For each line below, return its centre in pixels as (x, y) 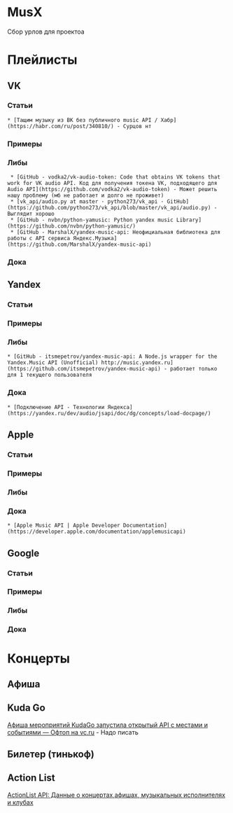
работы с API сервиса (39, 239)
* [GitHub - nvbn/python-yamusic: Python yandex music (92, 220)
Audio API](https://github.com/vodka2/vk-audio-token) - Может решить (112, 190)
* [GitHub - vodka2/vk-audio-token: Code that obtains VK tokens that (115, 177)
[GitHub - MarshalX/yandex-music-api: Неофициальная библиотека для (118, 232)
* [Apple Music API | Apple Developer (64, 526)
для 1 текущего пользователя (50, 375)
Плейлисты (42, 60)
